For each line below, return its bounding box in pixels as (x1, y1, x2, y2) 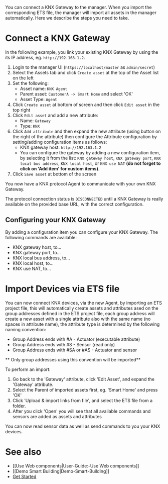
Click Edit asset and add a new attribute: (12, 112, 99, 118)
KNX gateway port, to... (12, 249, 61, 255)
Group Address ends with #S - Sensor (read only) (12, 341, 115, 347)
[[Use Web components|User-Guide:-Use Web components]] (12, 462, 139, 469)
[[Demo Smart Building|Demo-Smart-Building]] (12, 468, 109, 474)
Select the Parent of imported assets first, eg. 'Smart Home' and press (12, 386, 158, 393)
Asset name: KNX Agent (20, 85, 68, 91)
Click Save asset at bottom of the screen (12, 171, 97, 177)
